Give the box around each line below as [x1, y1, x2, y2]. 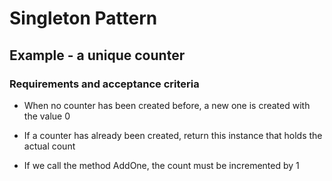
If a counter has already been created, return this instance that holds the [23, 129, 323, 141]
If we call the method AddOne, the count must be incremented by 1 [23, 159, 300, 171]
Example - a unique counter [9, 47, 186, 64]
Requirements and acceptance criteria [9, 77, 200, 91]
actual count [23, 140, 76, 152]
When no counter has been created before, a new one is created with [23, 99, 311, 111]
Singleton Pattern [9, 7, 158, 30]
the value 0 [23, 110, 71, 122]
